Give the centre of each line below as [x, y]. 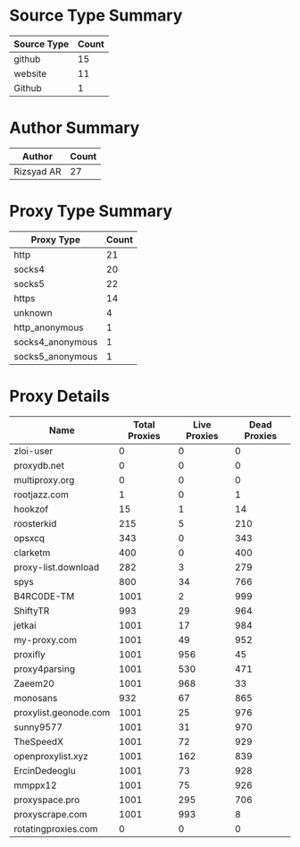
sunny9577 [38, 727]
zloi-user [33, 451]
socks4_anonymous [56, 342]
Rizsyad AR [37, 171]
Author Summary [75, 128]
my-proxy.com [46, 639]
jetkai [25, 625]
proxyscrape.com [50, 814]
